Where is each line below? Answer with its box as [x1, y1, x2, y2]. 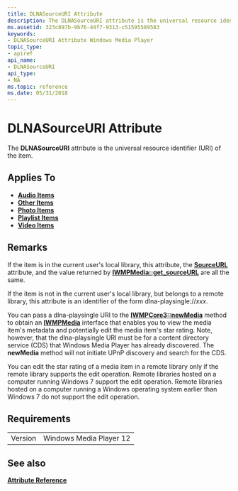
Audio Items [17, 190, 55, 199]
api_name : [7, 57, 37, 64]
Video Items [17, 221, 55, 230]
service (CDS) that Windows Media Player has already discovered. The [7, 340, 215, 349]
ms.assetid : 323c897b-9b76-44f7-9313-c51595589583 [7, 23, 160, 31]
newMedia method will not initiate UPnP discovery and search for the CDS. [7, 348, 227, 357]
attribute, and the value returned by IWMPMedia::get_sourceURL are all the [7, 268, 229, 276]
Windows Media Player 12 [42, 433, 131, 443]
